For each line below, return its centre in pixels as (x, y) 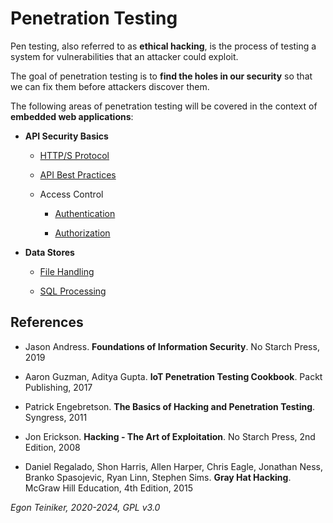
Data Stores (49, 252)
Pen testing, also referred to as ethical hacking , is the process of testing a (163, 46)
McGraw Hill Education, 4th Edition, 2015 (108, 488)
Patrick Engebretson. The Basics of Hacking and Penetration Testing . (170, 406)
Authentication (85, 213)
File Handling (67, 271)
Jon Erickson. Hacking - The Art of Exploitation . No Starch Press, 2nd (170, 436)
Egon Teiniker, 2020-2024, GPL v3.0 (85, 507)
